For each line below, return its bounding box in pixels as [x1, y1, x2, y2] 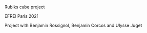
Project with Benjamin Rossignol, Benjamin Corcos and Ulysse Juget [4, 22, 142, 28]
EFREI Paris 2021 [4, 13, 39, 19]
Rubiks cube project [4, 4, 45, 10]
